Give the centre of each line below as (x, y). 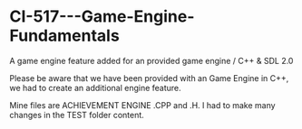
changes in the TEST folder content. (77, 115)
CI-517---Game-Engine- (102, 17)
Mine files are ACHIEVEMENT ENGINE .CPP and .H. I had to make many (142, 105)
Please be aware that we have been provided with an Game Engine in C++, (149, 78)
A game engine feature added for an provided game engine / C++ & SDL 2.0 (151, 60)
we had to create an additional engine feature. (95, 88)
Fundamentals (64, 36)
